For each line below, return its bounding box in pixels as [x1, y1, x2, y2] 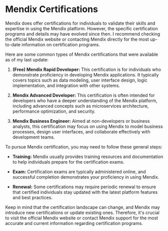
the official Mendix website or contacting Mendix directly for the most [5, 36, 149, 42]
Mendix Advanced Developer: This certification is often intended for [12, 92, 155, 98]
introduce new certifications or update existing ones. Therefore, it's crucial [5, 209, 159, 215]
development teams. [12, 134, 55, 140]
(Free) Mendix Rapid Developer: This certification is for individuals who [12, 66, 161, 72]
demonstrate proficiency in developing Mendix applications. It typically [12, 71, 159, 78]
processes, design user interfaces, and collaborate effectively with [12, 128, 150, 134]
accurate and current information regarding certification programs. [5, 220, 143, 226]
